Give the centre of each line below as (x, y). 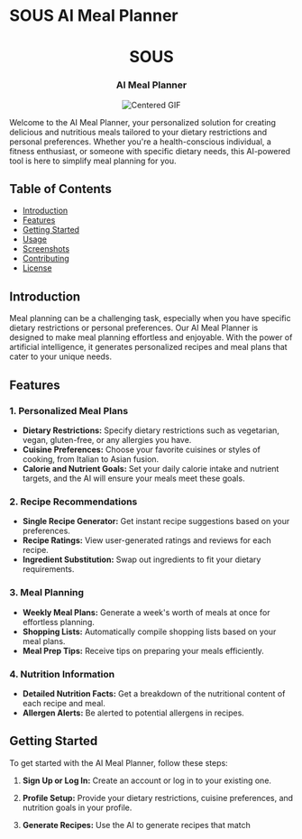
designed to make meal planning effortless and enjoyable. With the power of (151, 337)
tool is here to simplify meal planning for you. (93, 161)
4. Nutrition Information (62, 674)
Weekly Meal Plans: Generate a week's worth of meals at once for (146, 612)
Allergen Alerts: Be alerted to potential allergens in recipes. (133, 713)
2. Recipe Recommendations (73, 502)
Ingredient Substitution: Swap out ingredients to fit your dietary (142, 559)
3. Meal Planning (46, 593)
